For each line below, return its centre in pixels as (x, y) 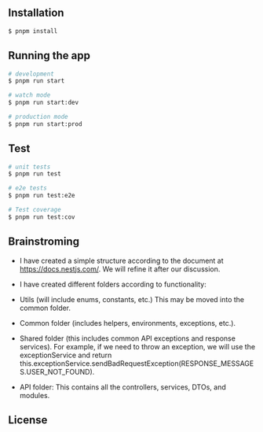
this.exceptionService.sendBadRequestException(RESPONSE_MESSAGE (137, 363)
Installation (36, 13)
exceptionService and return (66, 355)
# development (31, 74)
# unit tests (29, 167)
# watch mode (29, 95)
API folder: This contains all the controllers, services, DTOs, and (122, 387)
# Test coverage (35, 210)
